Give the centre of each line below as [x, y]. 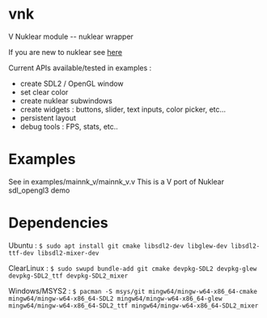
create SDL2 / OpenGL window [72, 83]
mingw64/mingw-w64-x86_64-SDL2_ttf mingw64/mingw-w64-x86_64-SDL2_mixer [133, 305]
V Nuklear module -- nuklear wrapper [71, 36]
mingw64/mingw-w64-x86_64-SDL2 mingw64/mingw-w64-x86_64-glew [115, 299]
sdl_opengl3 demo [39, 190]
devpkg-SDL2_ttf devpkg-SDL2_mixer [68, 276]
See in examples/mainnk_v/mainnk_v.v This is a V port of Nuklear [117, 181]
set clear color [44, 92]
